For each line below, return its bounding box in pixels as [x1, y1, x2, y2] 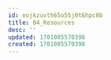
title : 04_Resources [8, 19, 76, 26]
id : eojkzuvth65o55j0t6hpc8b [8, 11, 103, 19]
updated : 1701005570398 [8, 33, 86, 41]
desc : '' [8, 26, 37, 34]
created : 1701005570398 [8, 41, 86, 48]
